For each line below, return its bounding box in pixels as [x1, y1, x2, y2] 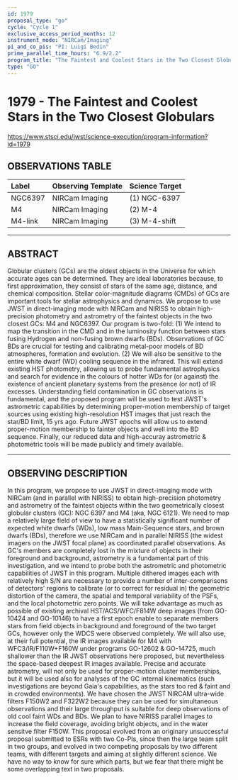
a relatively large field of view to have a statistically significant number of [7, 516, 220, 525]
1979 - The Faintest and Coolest [7, 94, 198, 110]
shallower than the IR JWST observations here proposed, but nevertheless [7, 652, 225, 660]
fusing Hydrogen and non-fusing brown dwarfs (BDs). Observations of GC [7, 335, 225, 343]
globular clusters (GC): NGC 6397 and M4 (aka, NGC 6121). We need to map [7, 508, 229, 517]
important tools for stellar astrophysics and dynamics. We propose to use [7, 297, 222, 306]
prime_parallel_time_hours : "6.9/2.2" [7, 50, 122, 57]
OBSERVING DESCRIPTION [7, 467, 127, 479]
